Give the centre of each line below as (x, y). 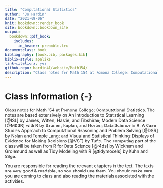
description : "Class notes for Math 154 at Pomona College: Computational (82, 73)
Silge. (11, 156)
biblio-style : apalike (28, 59)
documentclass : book (26, 50)
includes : (24, 41)
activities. (15, 181)
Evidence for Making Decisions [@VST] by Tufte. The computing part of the (81, 141)
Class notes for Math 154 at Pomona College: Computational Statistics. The (80, 110)
